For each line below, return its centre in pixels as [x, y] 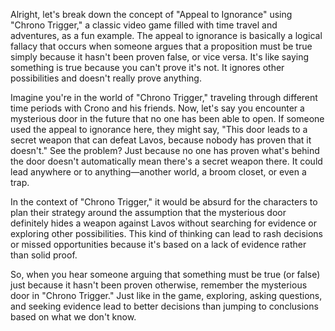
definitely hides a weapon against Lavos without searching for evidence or [163, 223]
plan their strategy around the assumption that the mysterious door [148, 212]
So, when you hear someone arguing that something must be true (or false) [165, 274]
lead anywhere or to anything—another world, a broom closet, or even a [158, 172]
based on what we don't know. [73, 317]
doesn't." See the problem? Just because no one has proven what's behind [165, 150]
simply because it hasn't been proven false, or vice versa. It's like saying [160, 57]
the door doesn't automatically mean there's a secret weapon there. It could [166, 161]
